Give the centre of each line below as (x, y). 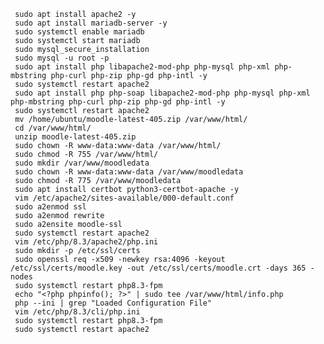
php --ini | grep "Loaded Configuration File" (113, 303)
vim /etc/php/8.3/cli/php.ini (77, 312)
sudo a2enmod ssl (50, 207)
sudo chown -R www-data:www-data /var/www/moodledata (129, 172)
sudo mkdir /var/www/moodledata (82, 163)
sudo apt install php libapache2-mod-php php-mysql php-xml (142, 67)
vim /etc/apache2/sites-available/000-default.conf (124, 198)
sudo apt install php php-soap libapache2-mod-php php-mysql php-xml (162, 93)
